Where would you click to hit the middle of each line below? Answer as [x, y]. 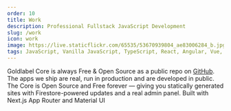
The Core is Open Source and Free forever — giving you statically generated [115, 86]
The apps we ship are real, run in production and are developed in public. [111, 78]
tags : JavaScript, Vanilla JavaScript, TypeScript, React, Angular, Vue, [115, 52]
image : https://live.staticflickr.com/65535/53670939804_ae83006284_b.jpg [117, 45]
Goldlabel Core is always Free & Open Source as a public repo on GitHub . [111, 71]
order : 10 [21, 13]
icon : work [23, 39]
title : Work [24, 20]
